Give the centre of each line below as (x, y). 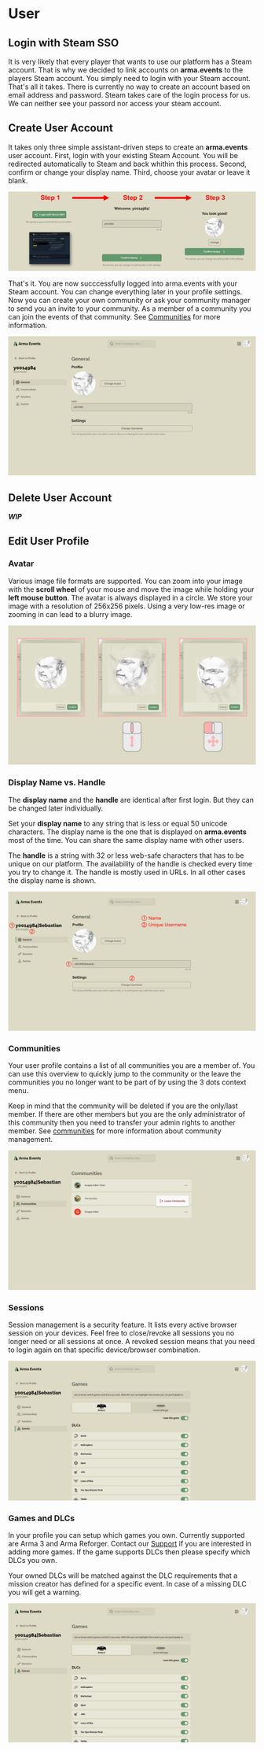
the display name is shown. (52, 880)
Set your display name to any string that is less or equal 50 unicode (118, 823)
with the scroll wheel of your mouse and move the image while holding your (131, 589)
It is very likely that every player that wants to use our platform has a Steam (130, 61)
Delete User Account (60, 498)
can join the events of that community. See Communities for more (114, 316)
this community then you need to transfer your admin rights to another (122, 1123)
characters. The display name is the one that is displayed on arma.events (128, 832)
